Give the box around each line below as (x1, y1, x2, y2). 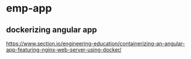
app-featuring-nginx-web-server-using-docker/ (6, 46, 122, 53)
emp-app (6, 2, 52, 15)
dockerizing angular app (6, 25, 97, 35)
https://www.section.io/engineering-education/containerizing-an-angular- (6, 40, 185, 47)
